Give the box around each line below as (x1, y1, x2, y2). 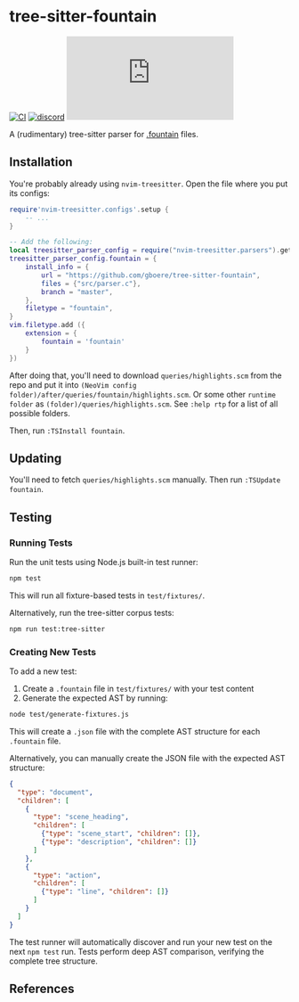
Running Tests (9, 537, 73, 549)
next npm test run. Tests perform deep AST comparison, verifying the (9, 946, 264, 957)
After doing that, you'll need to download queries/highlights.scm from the (9, 370, 282, 381)
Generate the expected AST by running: (21, 693, 168, 703)
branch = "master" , (41, 287, 114, 296)
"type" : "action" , (32, 871, 101, 880)
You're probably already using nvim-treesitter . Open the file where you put (9, 178, 288, 189)
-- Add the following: (9, 238, 93, 247)
